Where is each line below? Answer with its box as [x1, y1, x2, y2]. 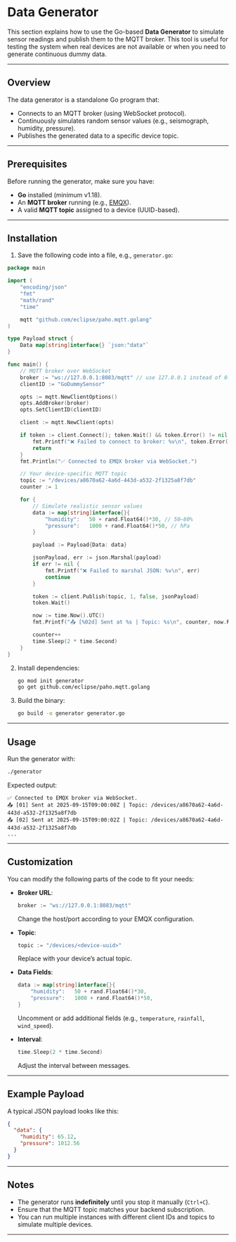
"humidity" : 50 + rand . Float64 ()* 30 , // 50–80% [44, 515, 193, 523]
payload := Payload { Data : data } [32, 541, 128, 548]
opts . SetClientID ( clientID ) [20, 407, 102, 414]
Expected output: [7, 781, 58, 789]
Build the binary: [17, 696, 65, 705]
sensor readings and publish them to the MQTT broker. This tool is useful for [7, 34, 228, 43]
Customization [7, 856, 74, 868]
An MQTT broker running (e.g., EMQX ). [17, 198, 131, 206]
